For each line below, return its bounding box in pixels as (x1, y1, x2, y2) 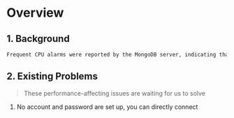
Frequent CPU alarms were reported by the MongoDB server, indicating (6, 51, 217, 58)
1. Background (6, 33, 71, 45)
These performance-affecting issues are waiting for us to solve (23, 89, 205, 97)
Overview (6, 5, 64, 21)
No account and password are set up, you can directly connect (16, 103, 198, 111)
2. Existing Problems (6, 71, 98, 82)
